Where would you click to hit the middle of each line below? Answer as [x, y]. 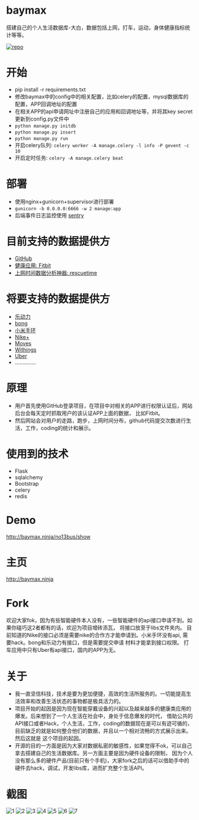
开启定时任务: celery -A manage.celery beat [69, 157]
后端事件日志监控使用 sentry [49, 215]
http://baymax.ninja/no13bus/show [48, 536]
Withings [25, 349]
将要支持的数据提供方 [58, 299]
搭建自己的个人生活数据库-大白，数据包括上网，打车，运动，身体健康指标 [96, 27]
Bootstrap [27, 483]
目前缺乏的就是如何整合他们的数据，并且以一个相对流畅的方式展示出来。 [103, 731]
